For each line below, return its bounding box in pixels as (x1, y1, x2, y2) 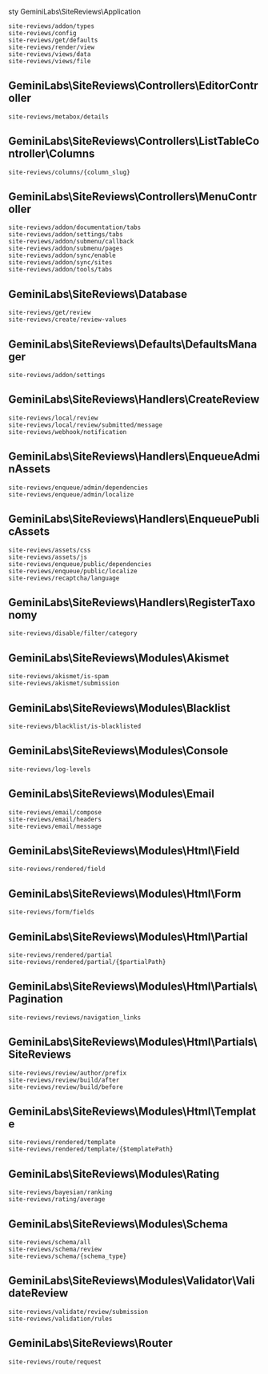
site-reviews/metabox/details (8, 112, 110, 121)
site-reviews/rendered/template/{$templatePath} (8, 1145, 174, 1154)
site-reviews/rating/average (8, 1195, 106, 1203)
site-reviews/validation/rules (8, 1315, 113, 1323)
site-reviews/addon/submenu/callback (8, 238, 134, 246)
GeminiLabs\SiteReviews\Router (8, 1336, 174, 1350)
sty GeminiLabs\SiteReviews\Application (8, 7, 142, 16)
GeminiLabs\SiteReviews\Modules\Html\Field (8, 844, 240, 858)
